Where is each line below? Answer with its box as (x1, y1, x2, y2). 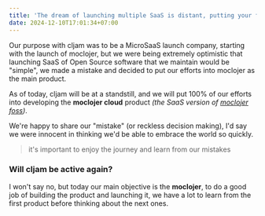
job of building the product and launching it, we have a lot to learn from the (9, 190, 252, 200)
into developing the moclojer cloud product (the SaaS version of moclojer (9, 97, 248, 107)
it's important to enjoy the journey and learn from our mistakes (28, 145, 231, 154)
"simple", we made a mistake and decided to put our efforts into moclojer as (9, 65, 255, 75)
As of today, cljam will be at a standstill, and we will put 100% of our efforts (9, 89, 252, 98)
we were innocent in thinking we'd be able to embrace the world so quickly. (9, 129, 254, 138)
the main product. (9, 74, 67, 83)
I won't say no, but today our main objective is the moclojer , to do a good (9, 181, 247, 191)
